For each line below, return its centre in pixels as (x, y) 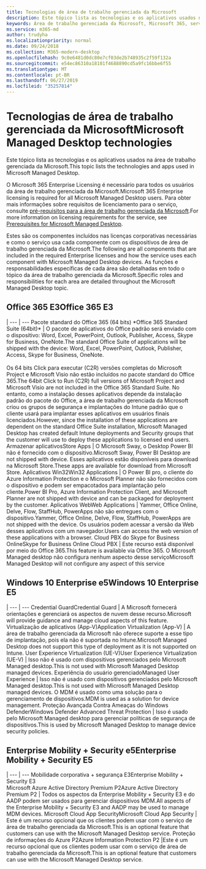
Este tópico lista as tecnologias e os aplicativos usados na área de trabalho (101, 160)
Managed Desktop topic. (37, 288)
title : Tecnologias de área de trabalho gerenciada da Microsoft (91, 12)
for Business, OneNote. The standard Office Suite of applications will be (96, 341)
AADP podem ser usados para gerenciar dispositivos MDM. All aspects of (99, 801)
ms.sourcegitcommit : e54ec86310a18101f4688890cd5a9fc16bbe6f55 (89, 63)
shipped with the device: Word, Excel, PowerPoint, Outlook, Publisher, (94, 348)
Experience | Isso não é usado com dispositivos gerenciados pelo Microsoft (102, 679)
